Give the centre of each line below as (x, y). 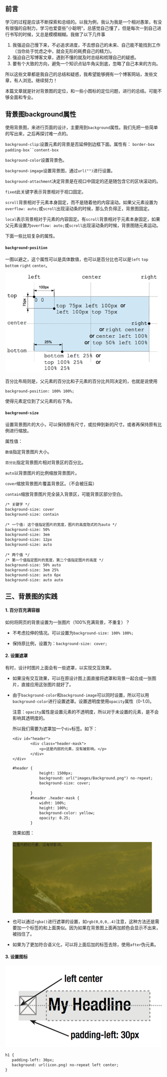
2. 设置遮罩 (17, 655)
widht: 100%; (52, 803)
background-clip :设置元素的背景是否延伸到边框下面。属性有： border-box (80, 144)
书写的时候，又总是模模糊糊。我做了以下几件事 (57, 34)
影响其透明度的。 (30, 718)
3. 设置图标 (17, 957)
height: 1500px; (56, 773)
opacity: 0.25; (55, 818)
